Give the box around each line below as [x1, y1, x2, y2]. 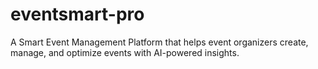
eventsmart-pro [10, 3, 145, 26]
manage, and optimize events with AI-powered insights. [10, 46, 240, 58]
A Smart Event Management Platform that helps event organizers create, [10, 36, 309, 48]
